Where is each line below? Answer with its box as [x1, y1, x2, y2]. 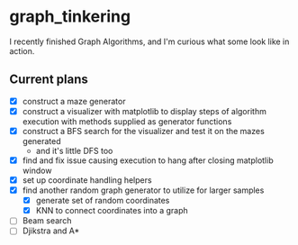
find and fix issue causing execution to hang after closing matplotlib [22, 155, 274, 166]
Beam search [22, 215, 72, 226]
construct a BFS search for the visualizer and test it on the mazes [22, 125, 266, 136]
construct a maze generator [22, 95, 126, 106]
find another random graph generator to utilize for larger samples [22, 185, 265, 195]
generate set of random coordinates [35, 195, 170, 206]
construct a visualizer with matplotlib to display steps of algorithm [22, 105, 267, 116]
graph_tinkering [9, 6, 131, 27]
